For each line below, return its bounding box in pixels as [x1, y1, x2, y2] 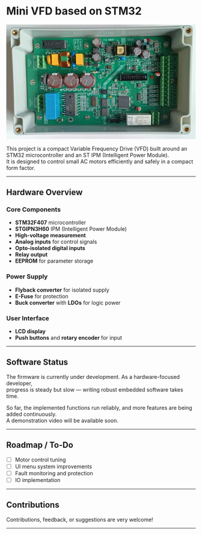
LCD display [14, 327, 46, 335]
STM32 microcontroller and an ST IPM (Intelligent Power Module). [6, 151, 170, 158]
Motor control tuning [14, 456, 66, 463]
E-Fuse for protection [14, 292, 69, 299]
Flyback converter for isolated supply [14, 286, 109, 293]
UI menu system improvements [14, 463, 92, 470]
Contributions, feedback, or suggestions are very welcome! [6, 516, 153, 523]
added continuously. [6, 410, 57, 418]
